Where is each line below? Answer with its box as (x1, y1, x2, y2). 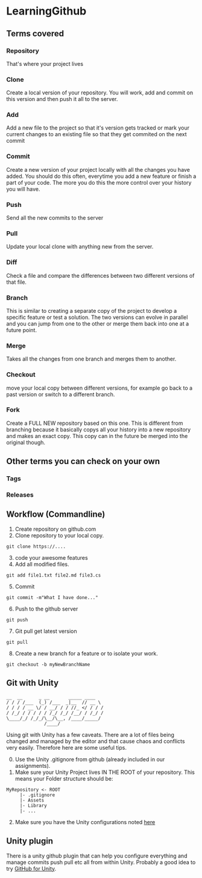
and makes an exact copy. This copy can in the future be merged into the (6, 432, 188, 439)
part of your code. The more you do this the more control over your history (6, 179, 192, 186)
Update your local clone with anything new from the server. (6, 243, 154, 251)
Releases (6, 491, 34, 499)
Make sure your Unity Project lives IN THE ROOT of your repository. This (14, 768, 195, 776)
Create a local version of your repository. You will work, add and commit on (6, 89, 194, 96)
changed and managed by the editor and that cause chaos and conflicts (6, 737, 185, 745)
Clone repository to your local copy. (14, 531, 104, 539)
